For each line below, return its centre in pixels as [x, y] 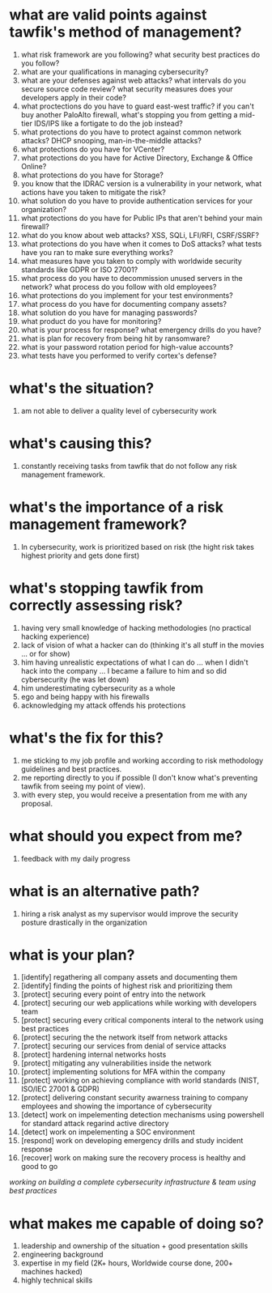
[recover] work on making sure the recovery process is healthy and [133, 1158]
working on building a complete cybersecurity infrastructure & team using [133, 1182]
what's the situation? [82, 388]
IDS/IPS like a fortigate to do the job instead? [108, 123]
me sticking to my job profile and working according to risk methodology [142, 760]
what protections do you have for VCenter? [93, 149]
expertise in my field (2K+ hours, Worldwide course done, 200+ [127, 1263]
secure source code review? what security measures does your [127, 89]
